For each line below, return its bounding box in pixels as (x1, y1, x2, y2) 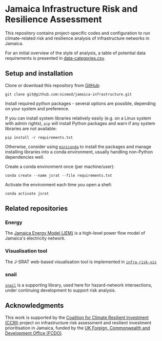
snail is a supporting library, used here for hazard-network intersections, (5, 282, 153, 288)
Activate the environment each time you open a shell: (5, 181, 112, 187)
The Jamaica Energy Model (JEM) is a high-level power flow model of (5, 230, 145, 236)
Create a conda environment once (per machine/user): (5, 163, 115, 170)
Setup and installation (5, 70, 73, 78)
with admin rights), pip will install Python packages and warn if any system (5, 120, 155, 126)
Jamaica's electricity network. (5, 235, 66, 241)
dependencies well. (5, 154, 44, 160)
